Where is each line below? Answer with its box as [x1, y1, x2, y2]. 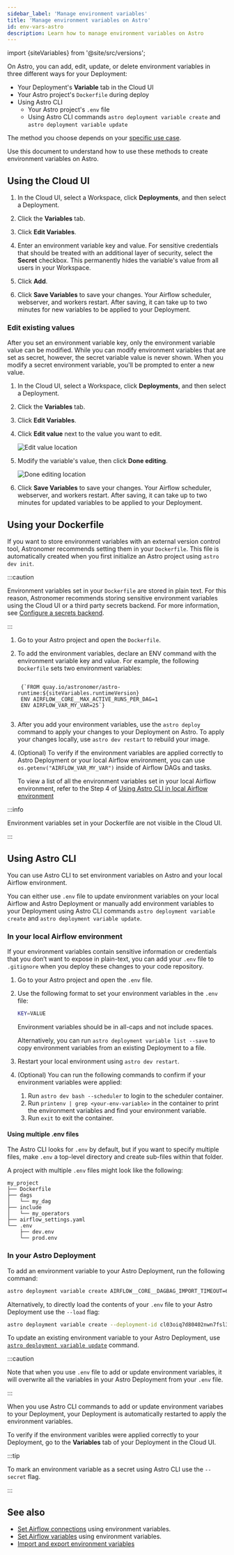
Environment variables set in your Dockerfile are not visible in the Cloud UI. [7, 819, 223, 827]
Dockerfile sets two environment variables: [17, 664, 143, 673]
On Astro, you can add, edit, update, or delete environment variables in [7, 62, 211, 70]
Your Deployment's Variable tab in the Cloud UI [17, 83, 155, 91]
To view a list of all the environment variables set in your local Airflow [17, 777, 217, 785]
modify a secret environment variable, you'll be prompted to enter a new [7, 361, 214, 370]
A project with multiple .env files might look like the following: [7, 1166, 183, 1175]
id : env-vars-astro [7, 23, 64, 30]
